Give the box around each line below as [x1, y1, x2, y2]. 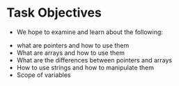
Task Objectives [6, 5, 102, 21]
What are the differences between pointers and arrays [16, 55, 172, 64]
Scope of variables [16, 71, 71, 79]
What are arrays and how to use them [16, 49, 125, 57]
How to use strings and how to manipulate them [16, 63, 155, 71]
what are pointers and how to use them [16, 41, 130, 49]
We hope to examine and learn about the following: [16, 28, 163, 36]
